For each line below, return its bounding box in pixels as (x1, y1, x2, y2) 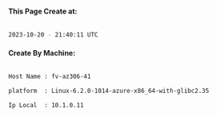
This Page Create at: (8, 6, 78, 16)
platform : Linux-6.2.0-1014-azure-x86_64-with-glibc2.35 (8, 87, 210, 95)
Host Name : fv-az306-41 (8, 72, 91, 81)
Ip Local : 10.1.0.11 (8, 102, 84, 110)
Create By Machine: (8, 48, 76, 57)
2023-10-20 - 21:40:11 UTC (8, 31, 98, 39)
